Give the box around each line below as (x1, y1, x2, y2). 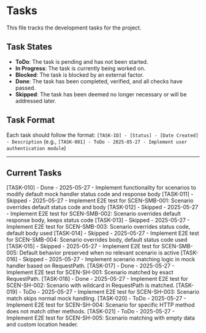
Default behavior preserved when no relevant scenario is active (19, 249, 180, 256)
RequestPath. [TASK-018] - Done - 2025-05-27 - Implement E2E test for (6, 275, 188, 283)
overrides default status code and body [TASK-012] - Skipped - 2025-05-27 (6, 204, 199, 211)
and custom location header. (6, 321, 78, 328)
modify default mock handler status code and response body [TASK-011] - (6, 191, 194, 198)
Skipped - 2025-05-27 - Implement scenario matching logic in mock (22, 256, 196, 263)
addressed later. (15, 97, 56, 104)
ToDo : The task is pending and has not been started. (15, 58, 148, 65)
